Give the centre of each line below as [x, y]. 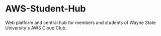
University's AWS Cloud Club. [36, 27]
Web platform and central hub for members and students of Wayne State [80, 22]
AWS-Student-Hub [46, 9]
